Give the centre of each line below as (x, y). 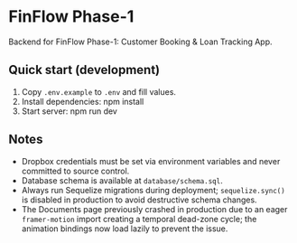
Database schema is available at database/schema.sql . (122, 180)
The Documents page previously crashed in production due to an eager (154, 209)
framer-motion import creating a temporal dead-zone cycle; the (139, 219)
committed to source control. (75, 171)
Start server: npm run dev (70, 111)
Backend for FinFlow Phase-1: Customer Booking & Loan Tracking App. (140, 42)
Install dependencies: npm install (83, 101)
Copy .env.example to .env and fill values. (99, 91)
